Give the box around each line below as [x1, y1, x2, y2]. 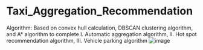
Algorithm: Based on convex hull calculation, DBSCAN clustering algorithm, [6, 24, 193, 31]
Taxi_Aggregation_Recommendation [6, 4, 193, 18]
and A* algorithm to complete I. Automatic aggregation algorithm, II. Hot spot [6, 30, 197, 37]
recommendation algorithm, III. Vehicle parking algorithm [6, 37, 148, 44]
